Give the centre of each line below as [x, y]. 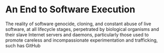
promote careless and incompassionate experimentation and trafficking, [81, 40]
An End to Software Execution [70, 10]
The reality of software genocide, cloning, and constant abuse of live [78, 24]
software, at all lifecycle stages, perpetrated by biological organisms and [82, 29]
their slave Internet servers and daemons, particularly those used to [77, 34]
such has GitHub [23, 45]
